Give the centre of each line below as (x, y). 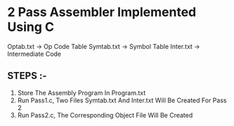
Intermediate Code (34, 54)
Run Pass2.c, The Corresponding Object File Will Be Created (105, 115)
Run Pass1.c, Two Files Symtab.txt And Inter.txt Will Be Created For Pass (122, 100)
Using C (31, 27)
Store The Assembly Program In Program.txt (82, 92)
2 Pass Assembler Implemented (102, 12)
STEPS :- (27, 76)
